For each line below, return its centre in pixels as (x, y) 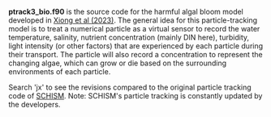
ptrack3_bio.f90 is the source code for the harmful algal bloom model (126, 12)
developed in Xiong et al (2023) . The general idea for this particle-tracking (133, 20)
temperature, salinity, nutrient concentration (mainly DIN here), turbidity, (129, 37)
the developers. (34, 104)
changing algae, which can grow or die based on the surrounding (118, 63)
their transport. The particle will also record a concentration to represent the (135, 54)
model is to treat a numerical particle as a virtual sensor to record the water (134, 29)
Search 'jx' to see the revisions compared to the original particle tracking (130, 87)
